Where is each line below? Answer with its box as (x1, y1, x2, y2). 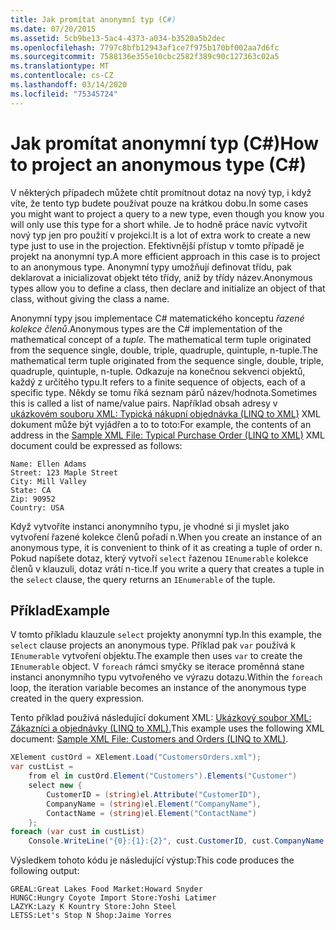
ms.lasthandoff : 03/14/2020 (10, 80, 128, 90)
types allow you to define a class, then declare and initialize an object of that (10, 282, 326, 294)
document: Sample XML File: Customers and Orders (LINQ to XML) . (10, 733, 289, 745)
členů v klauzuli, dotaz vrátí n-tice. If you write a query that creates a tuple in (10, 562, 325, 575)
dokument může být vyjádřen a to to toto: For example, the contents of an (10, 418, 312, 430)
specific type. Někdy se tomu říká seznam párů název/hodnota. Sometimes (10, 386, 318, 398)
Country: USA (10, 502, 65, 513)
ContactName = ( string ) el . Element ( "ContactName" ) (46, 808, 257, 818)
